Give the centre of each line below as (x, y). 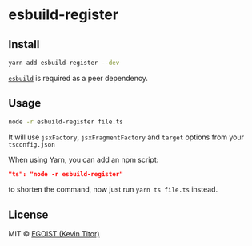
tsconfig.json (32, 145)
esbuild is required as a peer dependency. (78, 78)
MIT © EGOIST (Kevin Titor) (54, 234)
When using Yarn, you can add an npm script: (84, 159)
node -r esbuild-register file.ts (66, 122)
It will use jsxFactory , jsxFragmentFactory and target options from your (126, 137)
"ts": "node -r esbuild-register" (66, 174)
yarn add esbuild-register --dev (64, 63)
